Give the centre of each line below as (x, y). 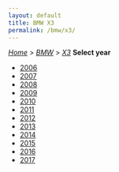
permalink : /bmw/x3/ (42, 30)
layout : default (35, 15)
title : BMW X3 (32, 23)
